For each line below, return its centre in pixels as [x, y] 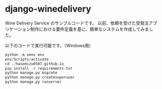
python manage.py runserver [33, 82]
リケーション [18, 29]
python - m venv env [25, 54]
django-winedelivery [48, 9]
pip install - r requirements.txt [39, 68]
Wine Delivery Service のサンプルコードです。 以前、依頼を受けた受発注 [77, 23]
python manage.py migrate [31, 73]
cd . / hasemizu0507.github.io [34, 64]
